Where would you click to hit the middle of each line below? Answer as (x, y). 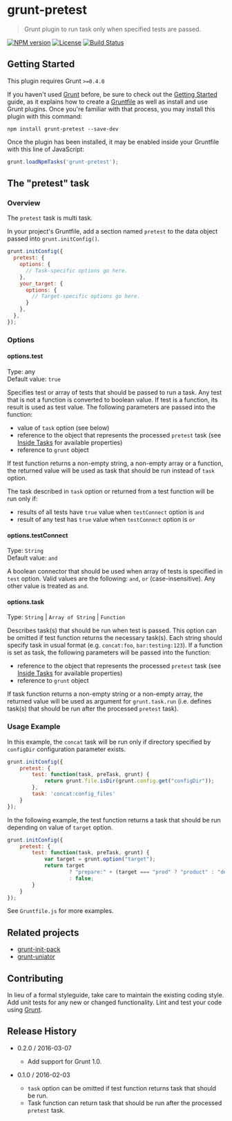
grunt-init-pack (39, 950)
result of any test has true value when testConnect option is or (106, 519)
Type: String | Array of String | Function (66, 617)
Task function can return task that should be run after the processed (125, 1103)
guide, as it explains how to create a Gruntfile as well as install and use (108, 102)
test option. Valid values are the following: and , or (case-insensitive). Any (111, 578)
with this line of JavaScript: (46, 149)
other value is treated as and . (48, 586)
